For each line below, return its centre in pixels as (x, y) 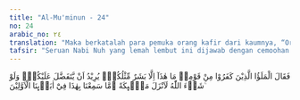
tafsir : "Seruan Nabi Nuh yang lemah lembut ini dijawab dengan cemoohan (150, 51)
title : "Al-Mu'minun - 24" (59, 17)
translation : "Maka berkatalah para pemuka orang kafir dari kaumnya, (143, 42)
